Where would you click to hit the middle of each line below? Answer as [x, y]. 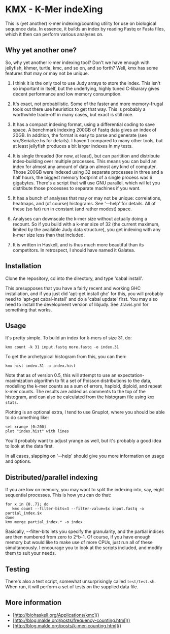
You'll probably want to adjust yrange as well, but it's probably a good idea [83, 441]
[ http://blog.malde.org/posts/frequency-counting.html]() [71, 620]
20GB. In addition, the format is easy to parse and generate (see [80, 135]
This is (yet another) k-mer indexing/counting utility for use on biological [81, 23]
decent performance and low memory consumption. [67, 94]
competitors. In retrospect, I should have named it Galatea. [74, 250]
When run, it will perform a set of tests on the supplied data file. [72, 587]
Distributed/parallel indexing [52, 477]
